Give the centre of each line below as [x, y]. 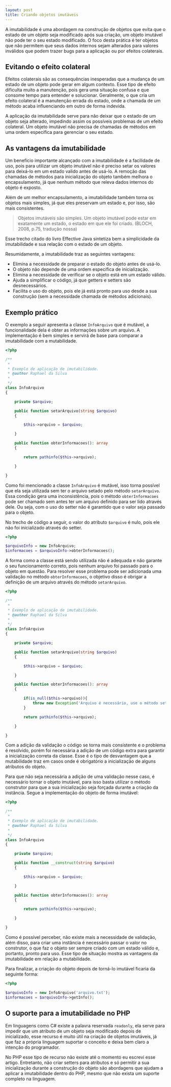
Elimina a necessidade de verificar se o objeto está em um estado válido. [89, 275]
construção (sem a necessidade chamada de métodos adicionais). [82, 296]
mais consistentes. [25, 208]
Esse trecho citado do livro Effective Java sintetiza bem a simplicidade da [82, 239]
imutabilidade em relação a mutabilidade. [48, 959]
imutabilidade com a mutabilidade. [41, 341]
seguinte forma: [22, 974]
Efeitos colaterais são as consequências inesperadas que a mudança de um [85, 79]
